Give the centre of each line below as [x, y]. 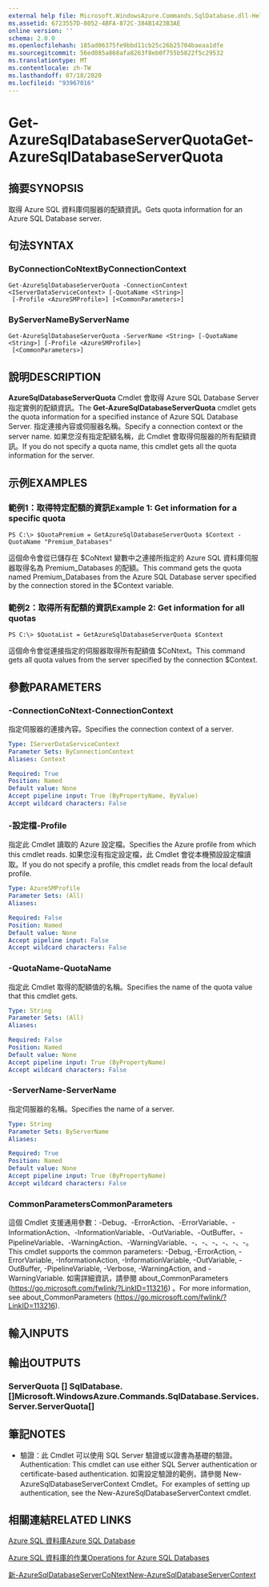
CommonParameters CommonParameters [91, 1204]
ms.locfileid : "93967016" [51, 83]
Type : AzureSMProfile [44, 888]
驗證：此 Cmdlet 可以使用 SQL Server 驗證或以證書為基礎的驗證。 [128, 1455]
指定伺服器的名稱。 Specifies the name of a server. [91, 1108]
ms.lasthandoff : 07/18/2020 [55, 75]
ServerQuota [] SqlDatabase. [66, 1386]
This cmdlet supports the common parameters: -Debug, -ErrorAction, [123, 1252]
